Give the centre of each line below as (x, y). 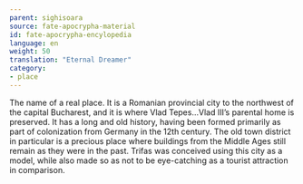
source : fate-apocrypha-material (73, 26)
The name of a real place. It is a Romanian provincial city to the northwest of (152, 102)
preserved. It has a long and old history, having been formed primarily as (145, 121)
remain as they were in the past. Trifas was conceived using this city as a (146, 150)
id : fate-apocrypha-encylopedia (70, 34)
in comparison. (37, 169)
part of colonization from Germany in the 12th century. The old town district (150, 131)
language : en (34, 43)
